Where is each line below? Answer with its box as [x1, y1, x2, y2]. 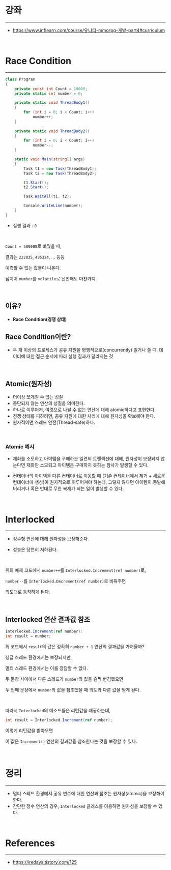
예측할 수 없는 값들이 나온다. [5, 265, 61, 271]
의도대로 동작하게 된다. [5, 589, 50, 595]
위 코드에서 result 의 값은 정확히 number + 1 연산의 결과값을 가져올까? [5, 643, 145, 649]
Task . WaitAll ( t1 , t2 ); [23, 194, 72, 199]
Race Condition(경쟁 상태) [12, 316, 67, 322]
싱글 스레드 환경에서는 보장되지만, [5, 654, 72, 660]
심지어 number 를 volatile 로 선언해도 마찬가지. [5, 275, 97, 281]
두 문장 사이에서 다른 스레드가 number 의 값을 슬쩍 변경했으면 [5, 676, 124, 682]
